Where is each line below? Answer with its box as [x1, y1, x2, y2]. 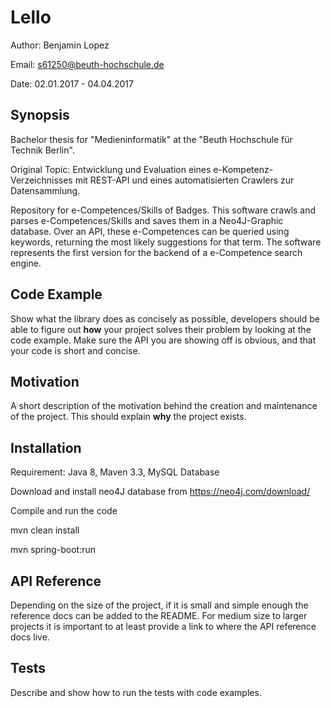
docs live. [10, 631, 50, 643]
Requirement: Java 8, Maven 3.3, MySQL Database [10, 466, 220, 478]
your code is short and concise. [10, 344, 141, 356]
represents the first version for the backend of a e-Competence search [10, 246, 303, 258]
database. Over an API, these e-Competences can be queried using [10, 225, 290, 237]
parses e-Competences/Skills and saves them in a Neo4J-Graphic [10, 214, 284, 226]
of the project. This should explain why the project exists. [10, 411, 247, 423]
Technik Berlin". [10, 144, 75, 156]
